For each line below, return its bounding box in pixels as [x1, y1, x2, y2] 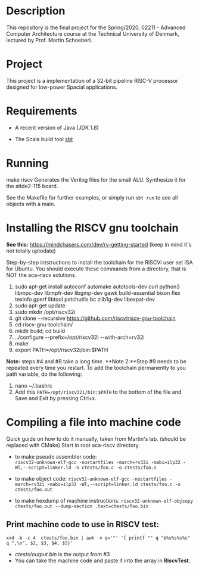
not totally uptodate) [6, 247, 56, 254]
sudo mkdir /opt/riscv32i [14, 308, 76, 315]
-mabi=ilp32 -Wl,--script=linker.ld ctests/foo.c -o [46, 481, 181, 487]
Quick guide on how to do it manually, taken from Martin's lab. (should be [6, 435, 186, 442]
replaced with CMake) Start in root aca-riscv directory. [6, 441, 140, 448]
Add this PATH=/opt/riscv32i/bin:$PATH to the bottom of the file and [14, 388, 182, 395]
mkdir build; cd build [14, 327, 66, 334]
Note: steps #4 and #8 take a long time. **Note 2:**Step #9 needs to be [6, 357, 186, 365]
